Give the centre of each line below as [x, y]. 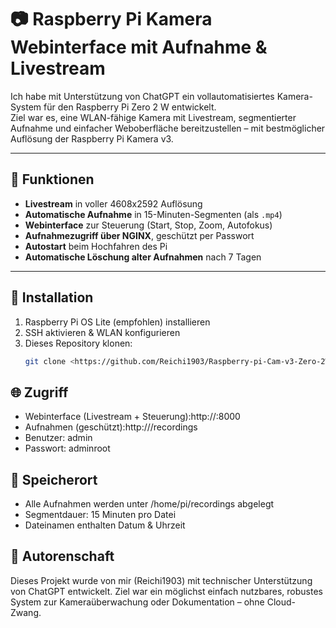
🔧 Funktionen [52, 179]
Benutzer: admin [58, 438]
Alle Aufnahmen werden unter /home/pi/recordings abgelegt [149, 504]
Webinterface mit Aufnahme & [139, 47]
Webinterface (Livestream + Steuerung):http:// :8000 [132, 417]
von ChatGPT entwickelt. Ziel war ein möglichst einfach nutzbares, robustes [166, 591]
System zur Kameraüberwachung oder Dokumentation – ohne [137, 602]
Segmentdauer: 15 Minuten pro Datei [100, 515]
